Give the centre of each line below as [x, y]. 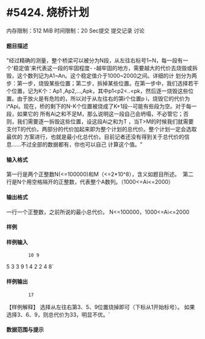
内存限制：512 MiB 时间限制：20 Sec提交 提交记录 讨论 [75, 31]
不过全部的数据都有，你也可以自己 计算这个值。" [82, 145]
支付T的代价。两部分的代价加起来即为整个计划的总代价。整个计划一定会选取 [102, 129]
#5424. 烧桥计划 [48, 13]
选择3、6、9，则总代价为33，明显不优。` [58, 315]
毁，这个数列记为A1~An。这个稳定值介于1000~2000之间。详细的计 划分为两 [102, 76]
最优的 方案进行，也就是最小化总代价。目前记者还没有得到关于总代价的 [95, 137]
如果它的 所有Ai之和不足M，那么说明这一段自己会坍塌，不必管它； [100, 114]
